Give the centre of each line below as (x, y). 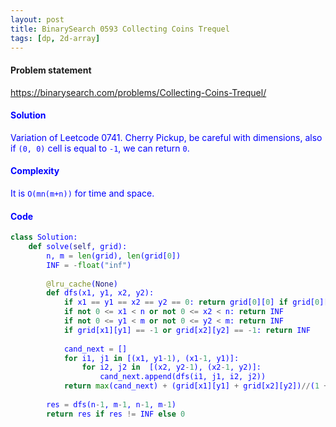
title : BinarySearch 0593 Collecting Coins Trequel (120, 29)
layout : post (37, 19)
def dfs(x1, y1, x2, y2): (100, 293)
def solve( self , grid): (78, 247)
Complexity (35, 171)
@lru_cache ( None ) (82, 284)
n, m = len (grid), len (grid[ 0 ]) (114, 256)
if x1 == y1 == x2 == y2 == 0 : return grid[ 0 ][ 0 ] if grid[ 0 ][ (196, 302)
